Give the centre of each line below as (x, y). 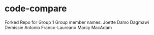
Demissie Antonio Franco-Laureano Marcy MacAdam (58, 27)
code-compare (36, 9)
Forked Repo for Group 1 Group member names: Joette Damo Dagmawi (77, 22)
